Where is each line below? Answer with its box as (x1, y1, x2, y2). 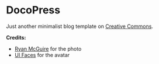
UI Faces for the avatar (14, 51, 70, 58)
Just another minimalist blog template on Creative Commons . (6, 23, 154, 30)
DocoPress (6, 3, 60, 17)
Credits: (6, 34, 26, 41)
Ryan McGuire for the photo (14, 45, 82, 52)
